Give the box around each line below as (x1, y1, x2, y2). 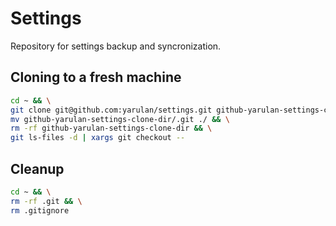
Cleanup (10, 160, 65, 177)
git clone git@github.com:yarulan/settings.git (10, 105, 213, 115)
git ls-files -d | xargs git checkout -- (10, 133, 186, 143)
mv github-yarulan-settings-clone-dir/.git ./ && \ (10, 114, 230, 124)
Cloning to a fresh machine (10, 69, 182, 86)
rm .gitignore (10, 205, 70, 216)
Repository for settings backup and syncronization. (10, 40, 222, 52)
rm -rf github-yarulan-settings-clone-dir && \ (10, 123, 213, 134)
